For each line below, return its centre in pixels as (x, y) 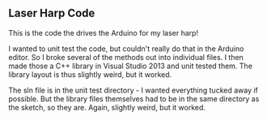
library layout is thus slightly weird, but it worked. (90, 74)
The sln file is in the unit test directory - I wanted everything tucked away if (133, 90)
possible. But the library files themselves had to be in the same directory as (134, 99)
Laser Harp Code (52, 13)
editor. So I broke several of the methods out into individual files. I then (126, 57)
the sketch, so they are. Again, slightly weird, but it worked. (107, 107)
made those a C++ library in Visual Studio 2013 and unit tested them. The (131, 66)
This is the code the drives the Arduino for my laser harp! (104, 32)
